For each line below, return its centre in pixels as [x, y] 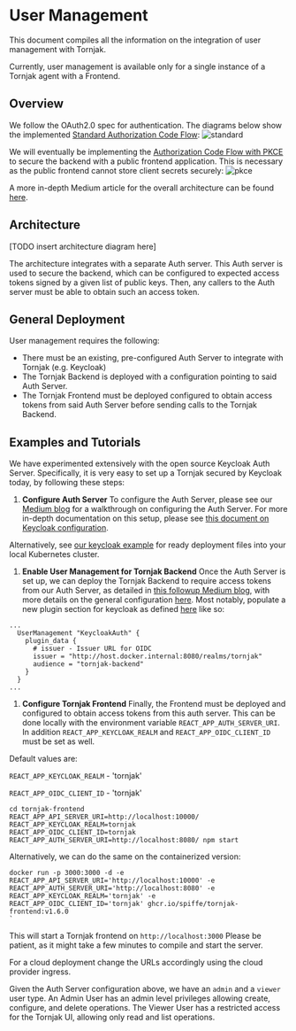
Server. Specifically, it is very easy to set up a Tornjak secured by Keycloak [146, 473]
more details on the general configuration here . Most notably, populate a [154, 600]
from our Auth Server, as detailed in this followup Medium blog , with [146, 591]
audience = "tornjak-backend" [88, 664]
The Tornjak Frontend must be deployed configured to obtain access [147, 396]
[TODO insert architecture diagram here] [83, 246]
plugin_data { [51, 641]
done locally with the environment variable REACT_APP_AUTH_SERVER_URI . [151, 723]
